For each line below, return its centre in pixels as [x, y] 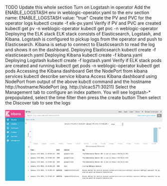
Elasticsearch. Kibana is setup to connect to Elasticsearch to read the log [80, 44]
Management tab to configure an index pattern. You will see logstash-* [78, 92]
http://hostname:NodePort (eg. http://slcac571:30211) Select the [71, 87]
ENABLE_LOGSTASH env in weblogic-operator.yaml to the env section [77, 12]
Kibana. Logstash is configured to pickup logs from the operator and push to [84, 39]
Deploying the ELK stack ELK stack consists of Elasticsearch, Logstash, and [83, 34]
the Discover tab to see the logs [38, 103]
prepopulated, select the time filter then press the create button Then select [83, 97]
